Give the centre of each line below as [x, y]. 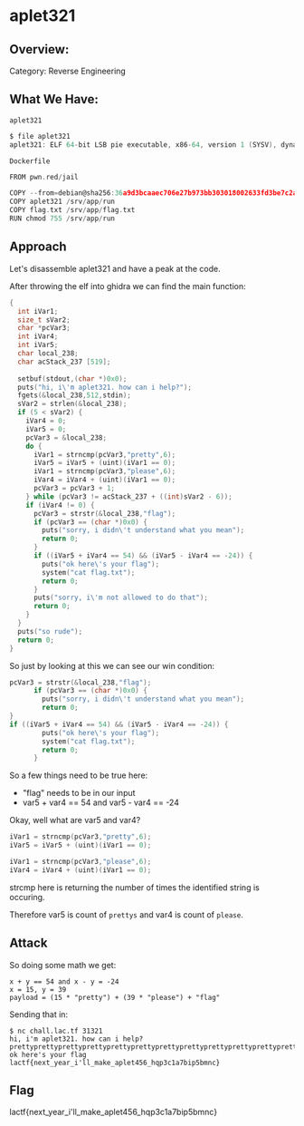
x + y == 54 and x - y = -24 [64, 981]
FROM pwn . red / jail [44, 177]
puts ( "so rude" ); [50, 631]
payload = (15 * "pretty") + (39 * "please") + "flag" [115, 997]
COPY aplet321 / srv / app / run [62, 202]
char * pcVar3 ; [44, 328]
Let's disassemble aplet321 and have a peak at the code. [115, 268]
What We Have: [54, 99]
